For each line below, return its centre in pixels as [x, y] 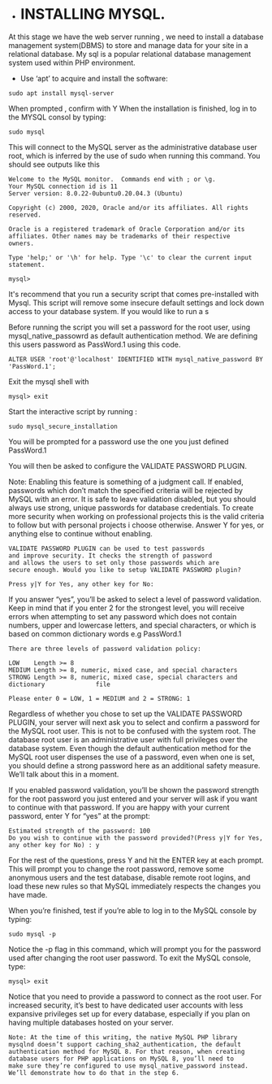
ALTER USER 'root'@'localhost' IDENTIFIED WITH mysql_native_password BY [136, 359]
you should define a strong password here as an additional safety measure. [134, 765]
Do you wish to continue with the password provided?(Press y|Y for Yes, [136, 838]
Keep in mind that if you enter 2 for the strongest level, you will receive [127, 608]
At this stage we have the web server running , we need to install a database [136, 37]
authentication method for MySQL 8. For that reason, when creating [127, 1051]
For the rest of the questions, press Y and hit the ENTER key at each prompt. [136, 860]
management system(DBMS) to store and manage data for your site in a [129, 45]
